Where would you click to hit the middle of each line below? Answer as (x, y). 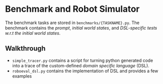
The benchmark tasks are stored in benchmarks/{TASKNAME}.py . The (72, 23)
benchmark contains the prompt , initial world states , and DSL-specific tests (81, 28)
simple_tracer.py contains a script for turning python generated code (82, 60)
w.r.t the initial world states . (33, 33)
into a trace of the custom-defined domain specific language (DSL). (81, 65)
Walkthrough (25, 48)
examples (22, 76)
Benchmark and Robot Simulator (72, 9)
